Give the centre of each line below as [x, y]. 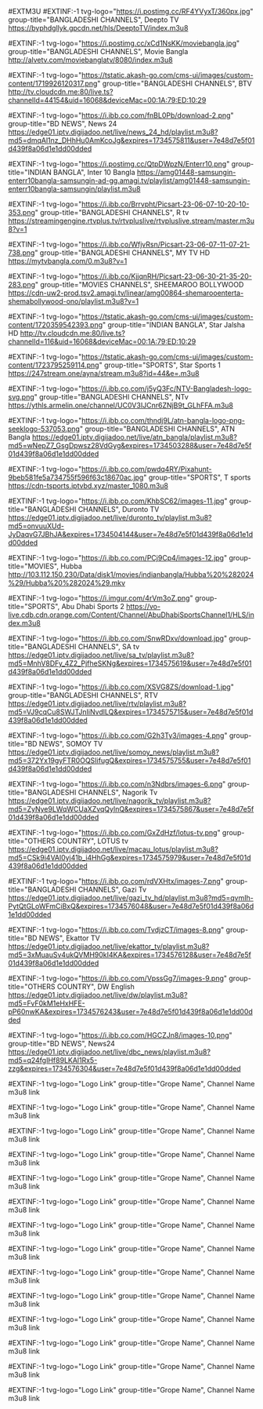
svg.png [22, 397]
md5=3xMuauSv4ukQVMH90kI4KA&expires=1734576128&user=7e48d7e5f [130, 955]
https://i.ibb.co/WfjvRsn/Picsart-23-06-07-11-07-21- [166, 244]
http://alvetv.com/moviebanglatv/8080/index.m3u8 [91, 60]
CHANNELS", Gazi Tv [112, 889]
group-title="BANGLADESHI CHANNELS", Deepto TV [94, 20]
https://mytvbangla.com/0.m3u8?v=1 [68, 261]
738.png [22, 253]
